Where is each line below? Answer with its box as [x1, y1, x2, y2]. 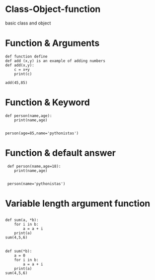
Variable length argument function [5, 198, 151, 209]
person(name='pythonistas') [7, 181, 66, 186]
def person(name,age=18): [7, 164, 61, 169]
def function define [5, 54, 48, 59]
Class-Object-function [5, 3, 101, 15]
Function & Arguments [5, 37, 100, 49]
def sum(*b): [5, 249, 32, 254]
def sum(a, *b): [5, 218, 39, 223]
